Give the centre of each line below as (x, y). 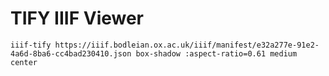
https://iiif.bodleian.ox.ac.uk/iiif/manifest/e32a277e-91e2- (187, 45)
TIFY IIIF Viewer (77, 18)
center (24, 62)
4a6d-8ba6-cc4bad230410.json (71, 53)
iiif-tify (31, 45)
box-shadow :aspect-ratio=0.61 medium (216, 53)
